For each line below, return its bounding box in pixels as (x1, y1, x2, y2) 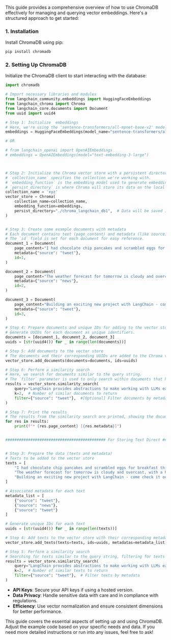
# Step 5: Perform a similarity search (5, 549, 90, 554)
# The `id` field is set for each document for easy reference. (5, 236, 145, 241)
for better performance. (12, 608, 63, 615)
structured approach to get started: (5, 15, 79, 21)
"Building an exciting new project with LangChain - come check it (14, 475, 160, 480)
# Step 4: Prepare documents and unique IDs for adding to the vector (5, 325, 158, 330)
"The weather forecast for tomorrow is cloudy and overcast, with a (14, 470, 163, 475)
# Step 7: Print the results (5, 410, 67, 415)
